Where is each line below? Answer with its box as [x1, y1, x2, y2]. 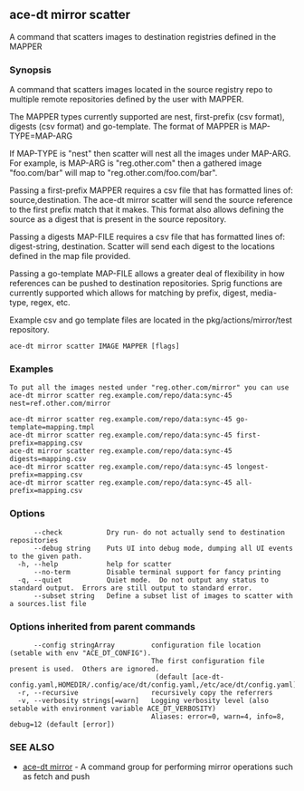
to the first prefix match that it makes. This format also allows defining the [9, 204, 285, 216]
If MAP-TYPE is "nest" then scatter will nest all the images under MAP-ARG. [9, 149, 291, 159]
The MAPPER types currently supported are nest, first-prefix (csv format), [9, 111, 285, 122]
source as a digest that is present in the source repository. [9, 214, 227, 225]
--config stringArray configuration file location [33, 641, 261, 650]
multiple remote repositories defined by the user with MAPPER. [9, 94, 244, 105]
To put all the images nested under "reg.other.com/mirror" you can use [9, 383, 290, 392]
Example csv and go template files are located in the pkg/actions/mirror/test [9, 314, 292, 325]
